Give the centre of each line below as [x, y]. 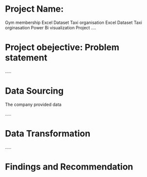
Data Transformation [48, 134]
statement [26, 58]
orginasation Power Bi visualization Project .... [50, 27]
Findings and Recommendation [69, 167]
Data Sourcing [34, 91]
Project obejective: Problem [62, 48]
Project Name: [34, 9]
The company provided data [33, 104]
